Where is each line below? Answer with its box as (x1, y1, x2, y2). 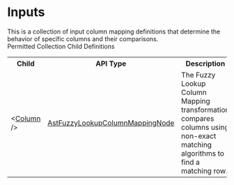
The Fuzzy (180, 70, 216, 80)
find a (180, 157, 200, 167)
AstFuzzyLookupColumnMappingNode (47, 118, 175, 128)
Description (185, 59, 226, 68)
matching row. (180, 165, 228, 175)
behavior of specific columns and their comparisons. (7, 34, 159, 43)
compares (180, 113, 214, 123)
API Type (95, 59, 127, 68)
